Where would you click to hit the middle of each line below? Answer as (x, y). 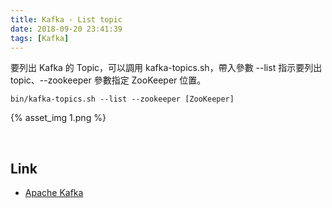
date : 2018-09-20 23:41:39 (66, 29)
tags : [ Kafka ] (40, 38)
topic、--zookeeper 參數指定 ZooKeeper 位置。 (108, 80)
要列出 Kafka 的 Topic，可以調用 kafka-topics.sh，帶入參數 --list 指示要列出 (166, 68)
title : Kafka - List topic (66, 19)
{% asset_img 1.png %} (58, 118)
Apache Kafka (54, 193)
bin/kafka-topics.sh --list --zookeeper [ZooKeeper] (122, 99)
